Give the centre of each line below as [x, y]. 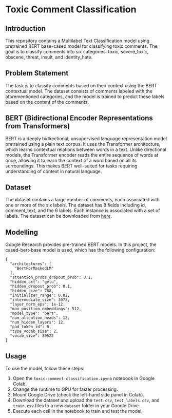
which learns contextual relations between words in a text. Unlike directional [86, 149]
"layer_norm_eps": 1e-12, [38, 305]
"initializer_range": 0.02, [40, 296]
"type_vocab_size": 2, [34, 331]
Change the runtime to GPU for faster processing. [65, 389]
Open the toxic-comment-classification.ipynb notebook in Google [84, 378]
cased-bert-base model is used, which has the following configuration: [80, 250]
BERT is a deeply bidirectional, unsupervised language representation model [86, 138]
